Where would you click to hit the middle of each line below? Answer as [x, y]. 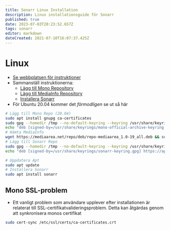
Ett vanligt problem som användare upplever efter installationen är [81, 202]
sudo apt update [22, 165]
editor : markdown [24, 33]
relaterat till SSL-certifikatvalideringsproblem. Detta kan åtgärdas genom [88, 208]
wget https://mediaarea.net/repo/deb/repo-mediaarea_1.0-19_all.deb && [82, 137]
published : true [22, 19]
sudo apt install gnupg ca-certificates [49, 118]
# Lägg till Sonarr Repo [31, 142]
